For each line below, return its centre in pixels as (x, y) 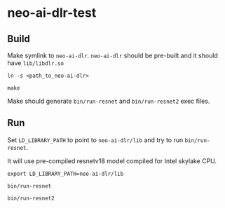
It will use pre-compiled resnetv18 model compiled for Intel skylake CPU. (112, 161)
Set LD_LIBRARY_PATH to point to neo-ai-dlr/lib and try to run (95, 140)
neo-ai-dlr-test (52, 13)
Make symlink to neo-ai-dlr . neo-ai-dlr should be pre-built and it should (113, 55)
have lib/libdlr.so (36, 63)
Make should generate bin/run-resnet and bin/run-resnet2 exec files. (109, 101)
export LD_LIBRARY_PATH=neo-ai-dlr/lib (66, 174)
